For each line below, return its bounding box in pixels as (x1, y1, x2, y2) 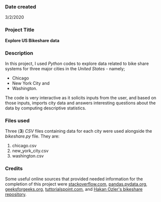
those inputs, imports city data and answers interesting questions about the (5, 100, 156, 106)
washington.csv (12, 153, 44, 159)
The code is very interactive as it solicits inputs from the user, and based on (5, 94, 157, 100)
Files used (5, 117, 30, 124)
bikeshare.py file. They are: (5, 133, 60, 139)
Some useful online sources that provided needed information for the (5, 176, 143, 182)
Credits (5, 165, 23, 172)
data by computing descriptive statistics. (5, 105, 86, 111)
